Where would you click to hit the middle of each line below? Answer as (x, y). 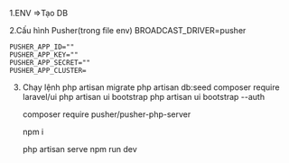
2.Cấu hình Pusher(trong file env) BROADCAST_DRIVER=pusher (128, 30)
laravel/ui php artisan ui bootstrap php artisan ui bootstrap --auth (143, 97)
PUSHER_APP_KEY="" (44, 55)
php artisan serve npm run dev (79, 149)
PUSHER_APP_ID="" (42, 47)
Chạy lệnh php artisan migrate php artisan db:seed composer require (151, 87)
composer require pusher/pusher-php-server (107, 114)
